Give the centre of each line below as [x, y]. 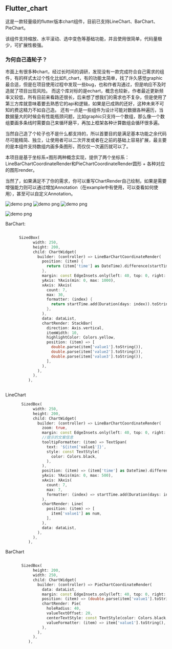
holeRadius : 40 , [64, 609]
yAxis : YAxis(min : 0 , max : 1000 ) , [79, 280]
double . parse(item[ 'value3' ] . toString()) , [97, 356]
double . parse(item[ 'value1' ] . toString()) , [97, 347]
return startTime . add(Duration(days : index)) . [102, 304]
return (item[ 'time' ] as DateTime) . [85, 266]
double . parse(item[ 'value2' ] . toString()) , [97, 352]
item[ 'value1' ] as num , [76, 513]
